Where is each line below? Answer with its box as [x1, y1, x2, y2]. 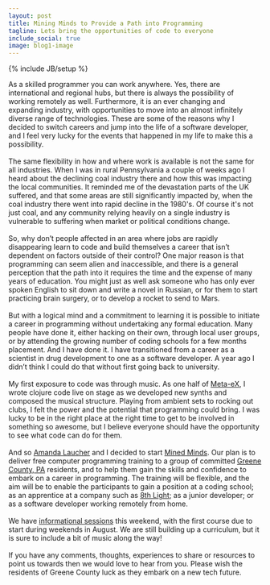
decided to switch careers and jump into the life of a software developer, [8, 122, 249, 132]
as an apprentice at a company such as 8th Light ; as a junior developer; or [8, 491, 255, 500]
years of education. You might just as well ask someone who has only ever [8, 276, 256, 286]
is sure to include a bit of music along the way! [8, 533, 162, 543]
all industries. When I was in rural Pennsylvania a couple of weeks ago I [8, 165, 245, 175]
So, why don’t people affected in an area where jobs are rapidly [8, 234, 219, 243]
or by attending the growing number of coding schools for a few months [8, 336, 247, 346]
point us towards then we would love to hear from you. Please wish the [8, 559, 243, 569]
